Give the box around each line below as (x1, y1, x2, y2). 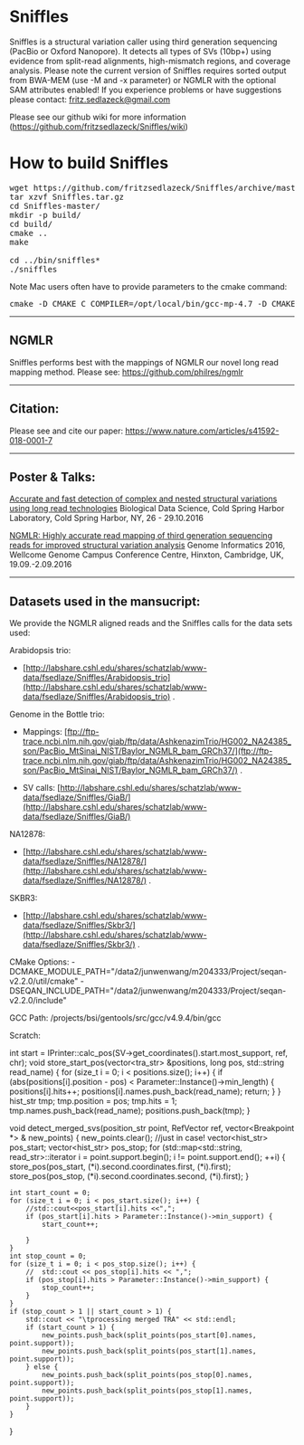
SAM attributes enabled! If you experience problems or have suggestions (9, 84, 282, 95)
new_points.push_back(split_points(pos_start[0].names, (42, 1331, 257, 1340)
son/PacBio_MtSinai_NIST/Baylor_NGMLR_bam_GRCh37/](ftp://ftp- (22, 746, 273, 756)
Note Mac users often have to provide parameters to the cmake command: (9, 280, 288, 291)
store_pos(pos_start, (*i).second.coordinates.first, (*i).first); (9, 1161, 232, 1173)
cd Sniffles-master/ (9, 201, 101, 211)
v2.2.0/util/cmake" (9, 975, 79, 987)
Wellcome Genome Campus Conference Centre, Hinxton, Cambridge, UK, (9, 549, 284, 560)
